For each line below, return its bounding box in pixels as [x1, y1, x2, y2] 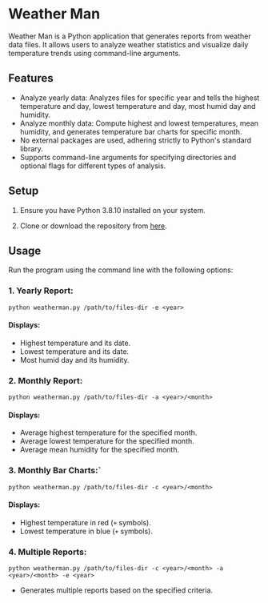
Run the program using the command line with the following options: [8, 265, 234, 275]
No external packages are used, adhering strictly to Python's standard [19, 135, 252, 145]
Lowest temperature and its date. [19, 346, 130, 356]
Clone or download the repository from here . [19, 221, 168, 231]
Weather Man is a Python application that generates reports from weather [8, 31, 251, 41]
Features [8, 71, 54, 85]
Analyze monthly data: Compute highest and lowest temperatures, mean [19, 118, 258, 128]
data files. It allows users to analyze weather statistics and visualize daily [8, 39, 249, 49]
